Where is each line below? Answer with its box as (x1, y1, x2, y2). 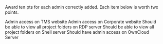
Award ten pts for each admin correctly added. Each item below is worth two (5, 4, 159, 10)
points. (5, 9, 19, 15)
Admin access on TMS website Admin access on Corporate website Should (5, 19, 157, 24)
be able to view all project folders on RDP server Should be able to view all (5, 24, 154, 30)
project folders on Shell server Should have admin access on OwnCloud (5, 29, 149, 35)
